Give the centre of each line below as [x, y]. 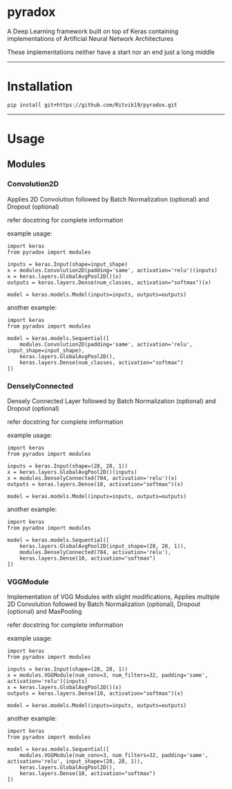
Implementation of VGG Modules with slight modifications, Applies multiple [113, 597]
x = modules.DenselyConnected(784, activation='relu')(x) [92, 479]
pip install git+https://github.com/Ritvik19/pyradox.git [92, 105]
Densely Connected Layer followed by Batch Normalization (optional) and [112, 401]
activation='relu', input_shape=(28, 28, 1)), [75, 762]
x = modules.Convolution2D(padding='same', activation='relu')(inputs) [112, 270]
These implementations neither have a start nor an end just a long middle [111, 52]
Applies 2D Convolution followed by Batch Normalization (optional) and [108, 199]
